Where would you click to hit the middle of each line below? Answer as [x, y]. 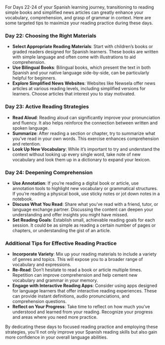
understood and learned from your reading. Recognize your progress [82, 312]
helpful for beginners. [34, 78]
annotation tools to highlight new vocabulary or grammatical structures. [85, 188]
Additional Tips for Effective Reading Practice [61, 243]
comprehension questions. [39, 301]
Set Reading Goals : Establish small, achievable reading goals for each [83, 220]
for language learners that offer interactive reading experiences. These [84, 291]
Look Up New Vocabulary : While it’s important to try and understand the [86, 149]
